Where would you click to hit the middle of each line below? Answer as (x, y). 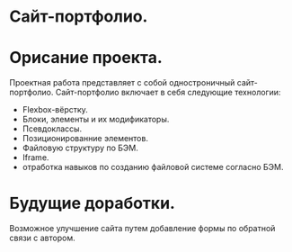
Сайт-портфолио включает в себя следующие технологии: (168, 93)
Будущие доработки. (92, 203)
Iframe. (35, 157)
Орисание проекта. (86, 58)
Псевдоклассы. (52, 129)
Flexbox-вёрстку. (55, 110)
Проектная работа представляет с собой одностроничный (122, 83)
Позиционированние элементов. (85, 139)
